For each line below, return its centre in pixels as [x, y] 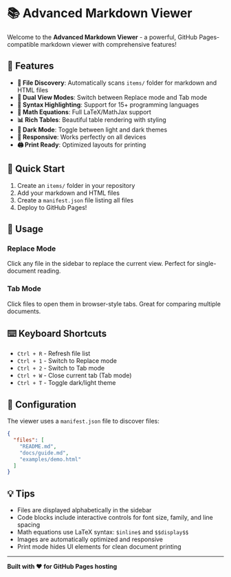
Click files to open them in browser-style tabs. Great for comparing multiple [114, 304]
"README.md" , [38, 446]
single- [206, 264]
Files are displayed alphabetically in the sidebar [84, 510]
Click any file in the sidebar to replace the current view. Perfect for [101, 264]
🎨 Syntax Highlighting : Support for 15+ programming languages [108, 105]
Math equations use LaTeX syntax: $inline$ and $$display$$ [103, 532]
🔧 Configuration [42, 405]
